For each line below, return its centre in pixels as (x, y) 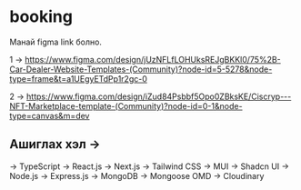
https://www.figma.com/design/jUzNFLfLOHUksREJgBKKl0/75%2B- (153, 59)
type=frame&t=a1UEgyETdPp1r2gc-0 (79, 78)
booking (41, 17)
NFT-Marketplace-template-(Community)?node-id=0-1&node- (126, 105)
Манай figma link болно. (56, 42)
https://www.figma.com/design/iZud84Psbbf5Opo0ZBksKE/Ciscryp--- (159, 96)
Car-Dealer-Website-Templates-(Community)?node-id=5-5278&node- (141, 69)
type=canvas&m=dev (50, 115)
